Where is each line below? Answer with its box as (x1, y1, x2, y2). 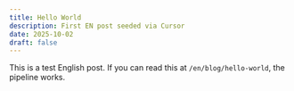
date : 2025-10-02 (9, 29, 74, 38)
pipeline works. (9, 72, 66, 83)
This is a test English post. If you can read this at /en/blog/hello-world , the (9, 62, 285, 73)
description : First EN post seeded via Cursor (9, 21, 185, 30)
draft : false (9, 37, 58, 47)
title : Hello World (9, 12, 82, 22)
